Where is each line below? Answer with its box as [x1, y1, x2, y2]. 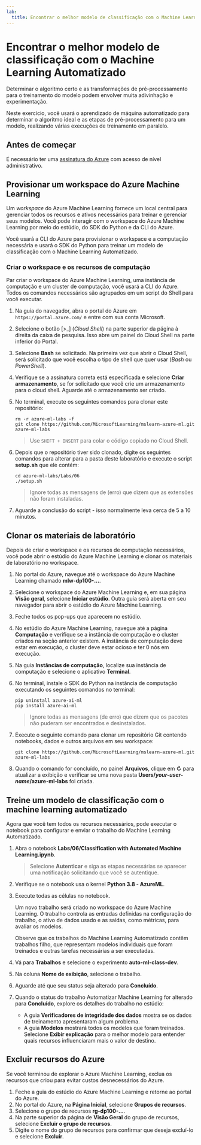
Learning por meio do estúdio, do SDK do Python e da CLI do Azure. [6, 224, 175, 231]
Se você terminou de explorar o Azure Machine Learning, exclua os [6, 1070, 172, 1077]
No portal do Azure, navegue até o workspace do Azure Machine [14, 571, 175, 578]
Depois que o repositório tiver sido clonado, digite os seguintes [14, 449, 171, 456]
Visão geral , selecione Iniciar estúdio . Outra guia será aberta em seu [14, 595, 187, 602]
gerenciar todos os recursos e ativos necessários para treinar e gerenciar [6, 211, 187, 219]
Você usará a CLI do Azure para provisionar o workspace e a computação [6, 235, 188, 243]
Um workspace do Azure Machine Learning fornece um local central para [6, 205, 188, 212]
